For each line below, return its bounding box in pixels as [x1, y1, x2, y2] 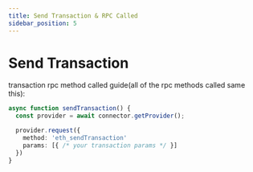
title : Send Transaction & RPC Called [8, 11, 138, 20]
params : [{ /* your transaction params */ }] [22, 141, 178, 149]
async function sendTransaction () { [8, 104, 131, 113]
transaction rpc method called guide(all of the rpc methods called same [8, 80, 246, 90]
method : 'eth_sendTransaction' [22, 134, 128, 142]
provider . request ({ [15, 126, 81, 135]
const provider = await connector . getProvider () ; [15, 112, 185, 121]
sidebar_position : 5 [8, 19, 78, 27]
